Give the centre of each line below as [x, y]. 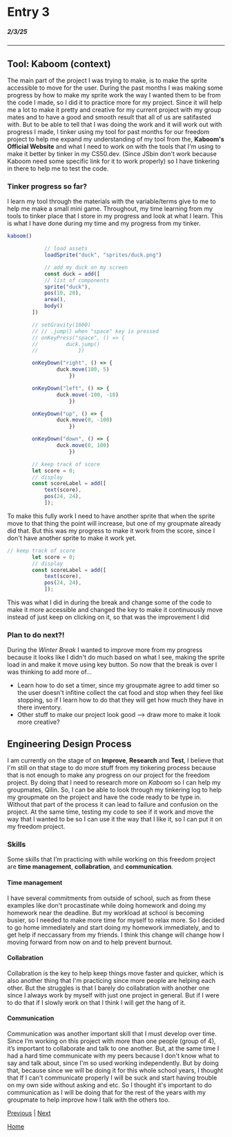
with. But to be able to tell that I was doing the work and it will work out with [115, 124]
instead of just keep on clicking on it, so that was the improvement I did [108, 617]
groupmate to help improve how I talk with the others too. [89, 1100]
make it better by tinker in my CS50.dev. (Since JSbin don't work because [112, 153]
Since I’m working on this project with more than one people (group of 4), [112, 1041]
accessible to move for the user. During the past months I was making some [115, 88]
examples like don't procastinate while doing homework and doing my [107, 905]
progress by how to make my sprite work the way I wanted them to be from [114, 95]
